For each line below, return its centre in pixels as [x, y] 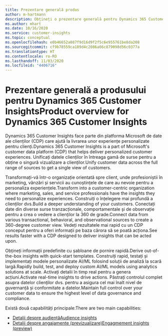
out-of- [152, 251]
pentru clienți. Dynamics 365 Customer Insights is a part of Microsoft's [77, 147]
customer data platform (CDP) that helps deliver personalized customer [79, 152]
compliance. [18, 299]
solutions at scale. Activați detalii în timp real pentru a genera [68, 272]
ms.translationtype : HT [30, 51]
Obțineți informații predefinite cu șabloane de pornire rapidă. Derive [74, 251]
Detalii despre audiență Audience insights [55, 318]
